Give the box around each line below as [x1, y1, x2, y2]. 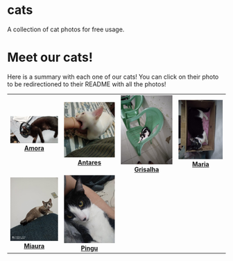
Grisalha [134, 165, 159, 173]
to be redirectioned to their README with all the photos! [7, 79, 166, 88]
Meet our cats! [7, 49, 94, 65]
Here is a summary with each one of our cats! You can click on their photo [7, 72, 219, 81]
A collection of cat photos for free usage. [7, 25, 125, 33]
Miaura [24, 242, 45, 251]
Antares [77, 158, 102, 166]
